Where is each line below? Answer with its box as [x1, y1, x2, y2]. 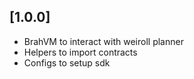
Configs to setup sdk [23, 56, 111, 69]
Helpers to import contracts [23, 46, 138, 58]
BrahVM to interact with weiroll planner [23, 35, 184, 47]
